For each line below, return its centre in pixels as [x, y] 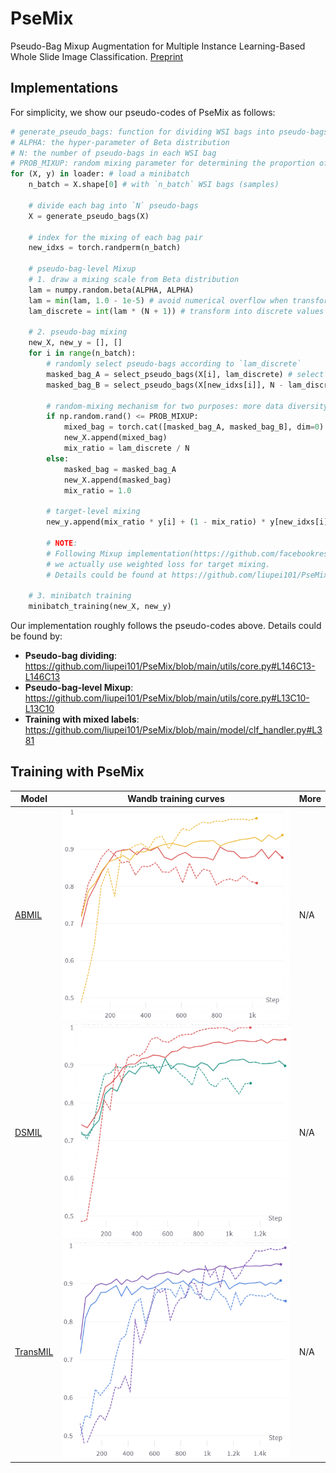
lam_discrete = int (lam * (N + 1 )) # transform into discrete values [176, 311]
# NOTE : [62, 543]
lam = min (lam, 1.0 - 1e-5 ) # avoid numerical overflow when [158, 300]
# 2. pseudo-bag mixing [78, 332]
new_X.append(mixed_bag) [115, 438]
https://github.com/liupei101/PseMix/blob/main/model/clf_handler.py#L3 [173, 730]
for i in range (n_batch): [82, 353]
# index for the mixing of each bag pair [115, 237]
